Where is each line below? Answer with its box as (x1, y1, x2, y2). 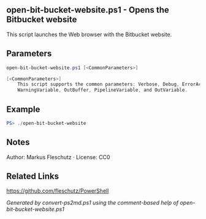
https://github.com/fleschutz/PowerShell (6, 187, 109, 195)
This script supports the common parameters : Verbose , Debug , (17, 81, 180, 87)
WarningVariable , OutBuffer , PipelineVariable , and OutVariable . (17, 87, 188, 94)
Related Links (6, 171, 59, 182)
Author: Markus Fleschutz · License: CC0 (6, 153, 110, 161)
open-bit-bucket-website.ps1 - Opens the (6, 5, 170, 15)
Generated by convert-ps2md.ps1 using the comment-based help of (6, 199, 179, 207)
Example (6, 104, 40, 114)
